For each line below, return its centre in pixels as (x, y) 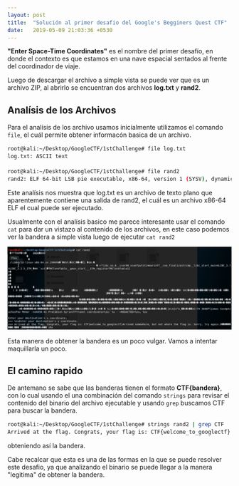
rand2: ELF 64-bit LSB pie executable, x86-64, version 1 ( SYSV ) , (108, 179)
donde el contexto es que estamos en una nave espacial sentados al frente (117, 59)
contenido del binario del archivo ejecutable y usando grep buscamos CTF (116, 403)
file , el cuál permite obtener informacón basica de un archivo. (100, 135)
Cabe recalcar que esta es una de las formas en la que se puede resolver (115, 460)
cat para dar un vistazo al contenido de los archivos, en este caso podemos (118, 229)
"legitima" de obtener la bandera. (56, 475)
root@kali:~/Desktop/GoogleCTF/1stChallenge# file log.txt (97, 149)
